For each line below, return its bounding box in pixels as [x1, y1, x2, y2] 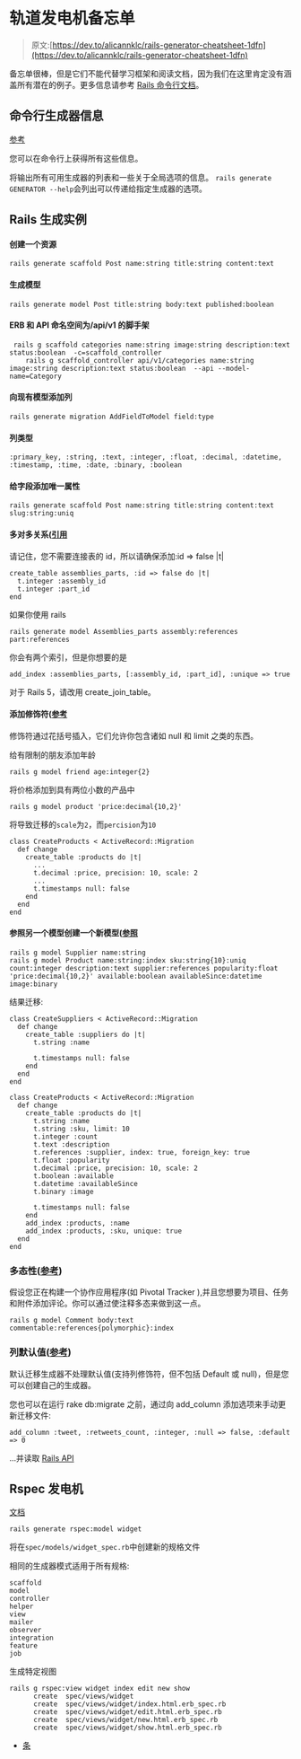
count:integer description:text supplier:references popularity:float [9, 963, 279, 972]
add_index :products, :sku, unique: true [25, 1227, 182, 1236]
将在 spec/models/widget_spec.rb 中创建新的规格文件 [9, 1542, 201, 1552]
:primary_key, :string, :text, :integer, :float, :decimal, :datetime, [9, 453, 282, 462]
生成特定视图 [9, 1667, 56, 1677]
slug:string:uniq [9, 509, 74, 518]
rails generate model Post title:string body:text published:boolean [9, 300, 275, 309]
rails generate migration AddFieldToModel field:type [9, 412, 215, 421]
